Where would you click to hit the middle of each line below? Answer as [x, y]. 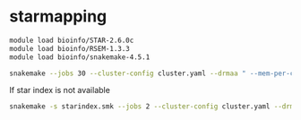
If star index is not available [60, 90]
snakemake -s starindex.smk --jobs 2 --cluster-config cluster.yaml [140, 107]
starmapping [58, 17]
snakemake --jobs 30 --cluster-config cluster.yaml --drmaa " [128, 73]
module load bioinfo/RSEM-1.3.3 [69, 48]
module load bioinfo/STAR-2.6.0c [72, 40]
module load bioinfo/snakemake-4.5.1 [80, 57]
